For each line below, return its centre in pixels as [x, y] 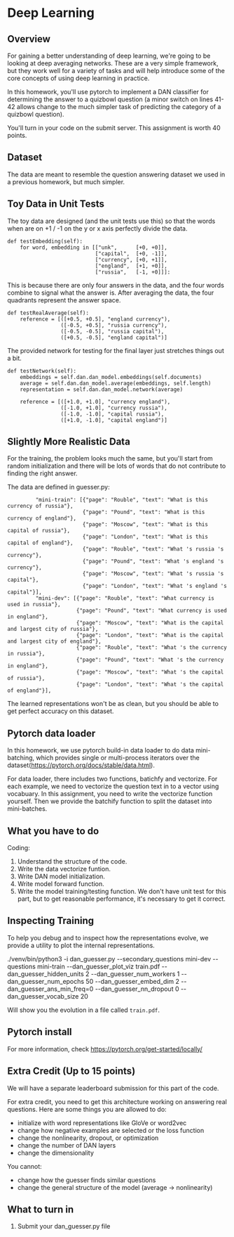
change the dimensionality [56, 1153]
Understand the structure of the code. [72, 861]
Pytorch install [40, 1032]
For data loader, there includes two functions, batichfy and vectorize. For [112, 779]
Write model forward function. [61, 884]
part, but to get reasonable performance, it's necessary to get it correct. [122, 899]
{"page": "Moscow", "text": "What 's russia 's [153, 574]
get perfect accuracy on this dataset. [61, 711]
